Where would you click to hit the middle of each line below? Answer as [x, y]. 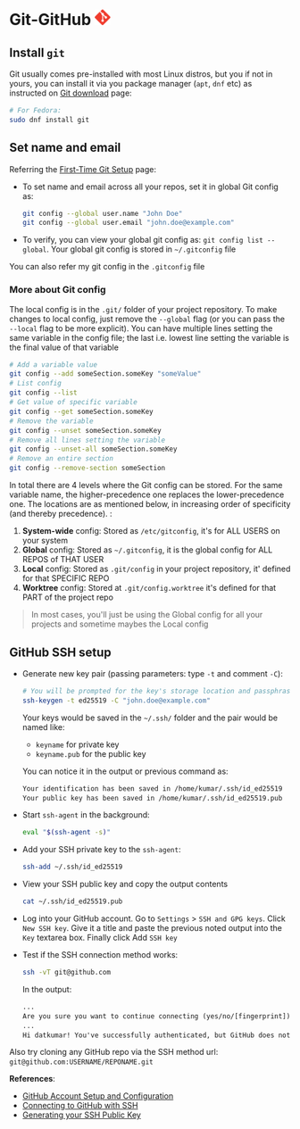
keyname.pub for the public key [91, 753]
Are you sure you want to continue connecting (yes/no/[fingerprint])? [158, 1016]
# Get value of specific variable [74, 403]
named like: [43, 726]
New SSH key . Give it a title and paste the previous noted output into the [152, 928]
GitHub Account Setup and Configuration [98, 1096]
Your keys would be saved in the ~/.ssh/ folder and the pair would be [150, 718]
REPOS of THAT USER [63, 560]
